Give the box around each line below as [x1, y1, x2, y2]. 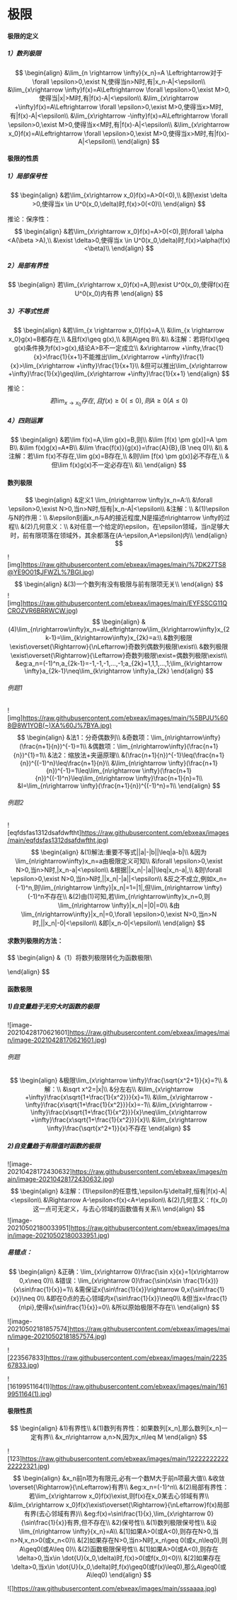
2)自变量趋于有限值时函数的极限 [7, 1141, 101, 1150]
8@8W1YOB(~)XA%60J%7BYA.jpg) [7, 721, 112, 729]
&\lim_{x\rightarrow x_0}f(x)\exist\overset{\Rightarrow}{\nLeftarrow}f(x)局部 [8, 1501, 230, 1509]
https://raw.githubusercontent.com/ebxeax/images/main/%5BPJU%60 [22, 713, 229, 722]
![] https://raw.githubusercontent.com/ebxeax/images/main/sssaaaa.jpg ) [7, 1584, 217, 1593]
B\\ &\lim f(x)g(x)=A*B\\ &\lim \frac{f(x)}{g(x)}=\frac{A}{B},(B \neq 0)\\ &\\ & [9, 444, 229, 452]
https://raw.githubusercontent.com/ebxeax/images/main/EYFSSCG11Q [22, 598, 228, 607]
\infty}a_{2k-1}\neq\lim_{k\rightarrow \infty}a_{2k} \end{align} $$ [24, 666, 214, 675]
